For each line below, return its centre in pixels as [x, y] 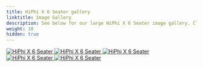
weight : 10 [20, 29]
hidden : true [23, 34]
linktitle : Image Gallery [39, 18]
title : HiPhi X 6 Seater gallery [48, 12]
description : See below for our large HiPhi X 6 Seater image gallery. [98, 23]
